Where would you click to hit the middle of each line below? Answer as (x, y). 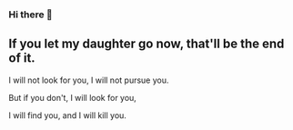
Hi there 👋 (31, 15)
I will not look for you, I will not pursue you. (89, 80)
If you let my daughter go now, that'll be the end (146, 44)
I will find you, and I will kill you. (67, 115)
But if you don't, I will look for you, (73, 97)
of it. (22, 58)
